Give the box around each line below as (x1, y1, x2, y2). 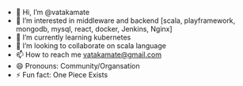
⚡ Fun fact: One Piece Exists (15, 70, 108, 79)
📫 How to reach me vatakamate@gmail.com (15, 50, 162, 59)
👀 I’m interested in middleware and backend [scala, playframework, (15, 16, 236, 25)
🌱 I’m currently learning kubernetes (15, 32, 131, 42)
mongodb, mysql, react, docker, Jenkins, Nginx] (15, 24, 173, 33)
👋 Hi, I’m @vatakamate (15, 8, 89, 17)
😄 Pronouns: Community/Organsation (15, 62, 140, 70)
